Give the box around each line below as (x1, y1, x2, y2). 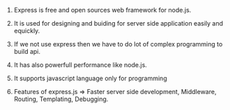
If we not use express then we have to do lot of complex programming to (13, 40, 223, 48)
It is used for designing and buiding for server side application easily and (13, 19, 224, 27)
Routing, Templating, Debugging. (13, 95, 109, 103)
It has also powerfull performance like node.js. (13, 61, 148, 68)
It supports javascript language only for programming (13, 74, 167, 82)
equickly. (13, 27, 40, 35)
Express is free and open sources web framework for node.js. (13, 6, 192, 14)
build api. (13, 48, 40, 55)
